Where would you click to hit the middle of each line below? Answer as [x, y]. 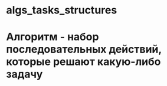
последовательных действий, [84, 49]
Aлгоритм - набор [53, 37]
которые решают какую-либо [83, 62]
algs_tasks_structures [62, 10]
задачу [24, 74]
